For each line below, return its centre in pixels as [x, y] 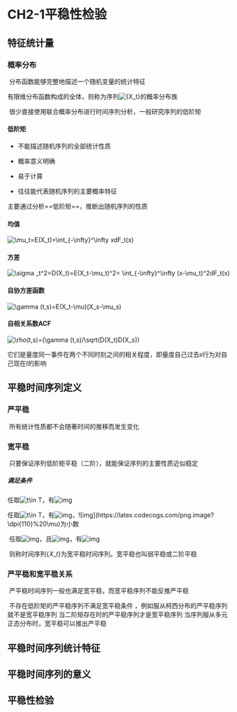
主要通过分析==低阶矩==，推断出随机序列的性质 [78, 207]
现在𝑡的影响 [30, 363]
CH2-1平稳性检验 [57, 15]
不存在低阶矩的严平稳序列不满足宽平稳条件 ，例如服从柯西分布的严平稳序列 [118, 606]
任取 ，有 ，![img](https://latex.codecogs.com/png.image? [111, 515]
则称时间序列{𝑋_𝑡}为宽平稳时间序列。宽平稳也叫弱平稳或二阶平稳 [103, 553]
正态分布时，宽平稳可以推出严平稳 [57, 624]
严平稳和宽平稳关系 [40, 574]
